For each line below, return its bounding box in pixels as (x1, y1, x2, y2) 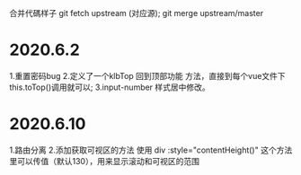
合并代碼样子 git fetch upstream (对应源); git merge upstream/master (9, 8, 263, 18)
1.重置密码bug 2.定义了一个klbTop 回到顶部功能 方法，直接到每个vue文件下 (9, 70, 286, 81)
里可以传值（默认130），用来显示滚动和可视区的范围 (9, 155, 200, 166)
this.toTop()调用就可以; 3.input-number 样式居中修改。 (9, 82, 211, 92)
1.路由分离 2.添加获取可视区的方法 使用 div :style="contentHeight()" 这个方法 (9, 144, 293, 155)
